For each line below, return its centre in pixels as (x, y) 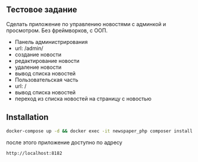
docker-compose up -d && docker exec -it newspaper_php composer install (100, 131)
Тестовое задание (42, 10)
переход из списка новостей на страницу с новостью (83, 99)
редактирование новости (47, 61)
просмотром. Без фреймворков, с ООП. (57, 30)
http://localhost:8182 (34, 153)
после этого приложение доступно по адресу (65, 142)
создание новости (38, 54)
